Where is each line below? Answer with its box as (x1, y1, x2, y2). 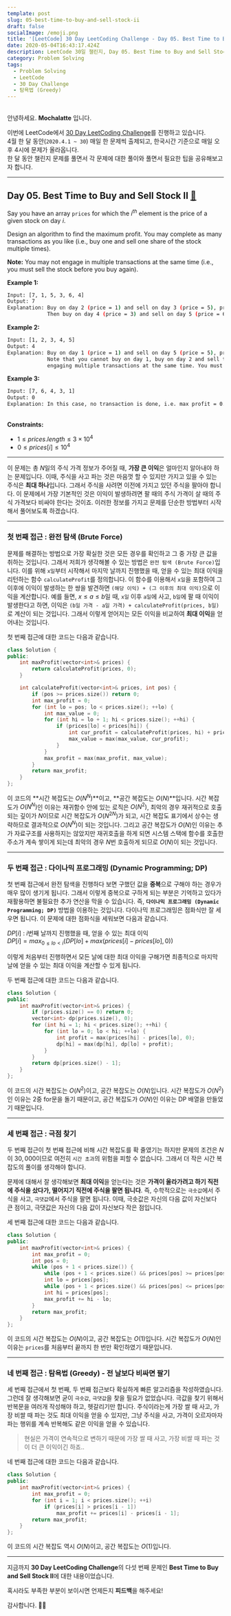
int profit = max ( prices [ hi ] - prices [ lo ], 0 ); (56, 1034, 195, 1041)
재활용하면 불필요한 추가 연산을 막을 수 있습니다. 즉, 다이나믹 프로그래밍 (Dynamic (7, 897, 219, 905)
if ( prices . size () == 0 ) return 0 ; (32, 1009, 134, 1015)
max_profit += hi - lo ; (43, 1295, 112, 1302)
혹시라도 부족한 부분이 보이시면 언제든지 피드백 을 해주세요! (7, 1586, 164, 1595)
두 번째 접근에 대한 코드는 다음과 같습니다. (7, 976, 119, 984)
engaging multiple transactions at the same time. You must (47, 362, 223, 369)
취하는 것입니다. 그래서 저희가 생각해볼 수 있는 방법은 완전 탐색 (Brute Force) (7, 558, 215, 566)
